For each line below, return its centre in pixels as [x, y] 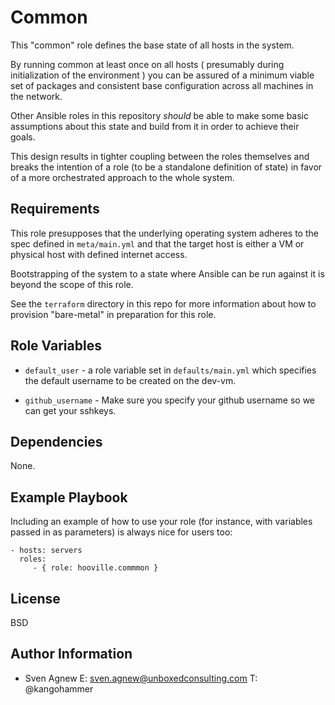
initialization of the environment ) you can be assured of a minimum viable [162, 75]
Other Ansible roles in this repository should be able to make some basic [160, 115]
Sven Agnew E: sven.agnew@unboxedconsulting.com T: [141, 678]
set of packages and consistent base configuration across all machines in [162, 85]
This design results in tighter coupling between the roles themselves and [160, 156]
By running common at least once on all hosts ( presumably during [147, 64]
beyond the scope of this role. [72, 284]
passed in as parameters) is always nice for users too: [121, 532]
